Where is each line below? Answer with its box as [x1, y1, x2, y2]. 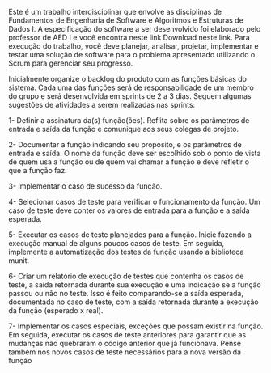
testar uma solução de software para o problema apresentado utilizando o [8, 50, 256, 59]
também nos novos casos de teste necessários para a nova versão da [8, 347, 241, 357]
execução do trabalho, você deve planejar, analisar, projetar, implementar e [8, 41, 259, 51]
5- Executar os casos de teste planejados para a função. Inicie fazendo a [8, 230, 252, 239]
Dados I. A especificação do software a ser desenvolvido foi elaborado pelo [8, 24, 261, 33]
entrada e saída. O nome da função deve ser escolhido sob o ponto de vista [8, 149, 261, 158]
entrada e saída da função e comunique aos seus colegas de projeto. [8, 125, 239, 134]
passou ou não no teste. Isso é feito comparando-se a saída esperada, [8, 289, 244, 298]
